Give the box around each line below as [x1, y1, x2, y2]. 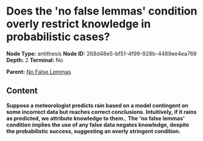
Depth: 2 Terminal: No [6, 56, 64, 64]
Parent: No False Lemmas [6, 68, 72, 75]
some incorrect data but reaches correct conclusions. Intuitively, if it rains [6, 108, 197, 116]
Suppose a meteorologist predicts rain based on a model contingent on [6, 102, 189, 109]
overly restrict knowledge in [6, 17, 151, 31]
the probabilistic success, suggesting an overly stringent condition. [6, 127, 181, 134]
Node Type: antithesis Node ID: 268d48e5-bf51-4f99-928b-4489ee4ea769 [6, 50, 197, 57]
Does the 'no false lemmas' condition [6, 4, 198, 18]
